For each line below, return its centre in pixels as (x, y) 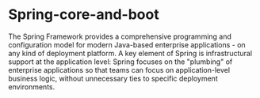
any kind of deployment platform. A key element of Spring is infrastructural (130, 53)
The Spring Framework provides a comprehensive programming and (120, 36)
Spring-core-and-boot (84, 15)
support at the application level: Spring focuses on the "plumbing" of (120, 62)
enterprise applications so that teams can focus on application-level (119, 70)
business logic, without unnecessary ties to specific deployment (113, 78)
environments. (32, 87)
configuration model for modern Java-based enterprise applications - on (127, 44)
